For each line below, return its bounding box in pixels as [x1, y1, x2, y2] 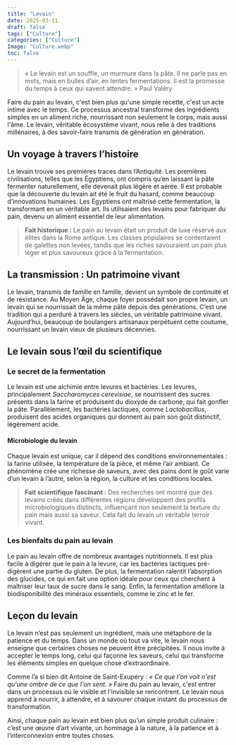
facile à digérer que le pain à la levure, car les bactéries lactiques [7, 559, 196, 568]
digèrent [7, 566, 32, 576]
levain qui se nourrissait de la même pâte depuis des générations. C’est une [7, 302, 228, 311]
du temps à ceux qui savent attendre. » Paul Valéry [24, 84, 173, 93]
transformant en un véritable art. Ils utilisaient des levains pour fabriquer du [7, 204, 226, 213]
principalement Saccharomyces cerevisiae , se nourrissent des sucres [7, 390, 210, 399]
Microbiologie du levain [7, 436, 77, 445]
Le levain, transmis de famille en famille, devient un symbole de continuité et [7, 287, 229, 296]
